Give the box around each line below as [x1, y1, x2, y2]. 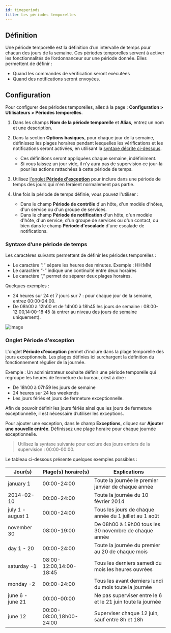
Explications [113, 468, 144, 475]
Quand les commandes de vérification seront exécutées [12, 71, 130, 77]
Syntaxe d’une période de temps [5, 241, 88, 248]
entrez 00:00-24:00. [12, 298, 56, 304]
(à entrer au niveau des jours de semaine [51, 309, 137, 315]
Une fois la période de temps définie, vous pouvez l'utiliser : [12, 191, 139, 197]
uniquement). [12, 314, 41, 320]
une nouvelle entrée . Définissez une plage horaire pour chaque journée [5, 426, 156, 432]
